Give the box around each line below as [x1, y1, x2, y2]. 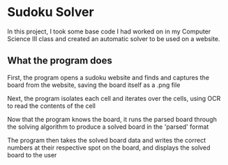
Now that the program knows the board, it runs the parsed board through [7, 115, 218, 123]
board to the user [7, 150, 57, 159]
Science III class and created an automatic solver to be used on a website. [7, 34, 220, 42]
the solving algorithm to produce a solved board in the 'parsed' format [7, 123, 209, 131]
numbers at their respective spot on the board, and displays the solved [7, 143, 211, 152]
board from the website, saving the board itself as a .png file [7, 81, 181, 89]
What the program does [7, 55, 113, 67]
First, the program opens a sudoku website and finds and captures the [7, 73, 210, 81]
